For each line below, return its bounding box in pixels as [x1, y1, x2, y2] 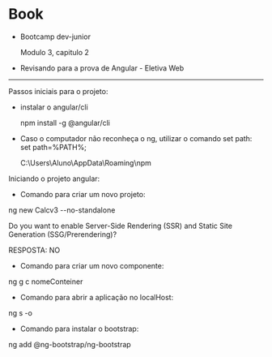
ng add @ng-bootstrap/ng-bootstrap [8, 339, 131, 349]
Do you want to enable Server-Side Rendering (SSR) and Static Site [8, 221, 233, 230]
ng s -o [8, 308, 32, 317]
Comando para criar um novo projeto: [19, 189, 146, 199]
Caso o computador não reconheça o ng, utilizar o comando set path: [19, 133, 253, 143]
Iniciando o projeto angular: [8, 174, 100, 183]
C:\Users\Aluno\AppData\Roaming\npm [19, 157, 152, 167]
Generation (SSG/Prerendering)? [8, 229, 117, 239]
